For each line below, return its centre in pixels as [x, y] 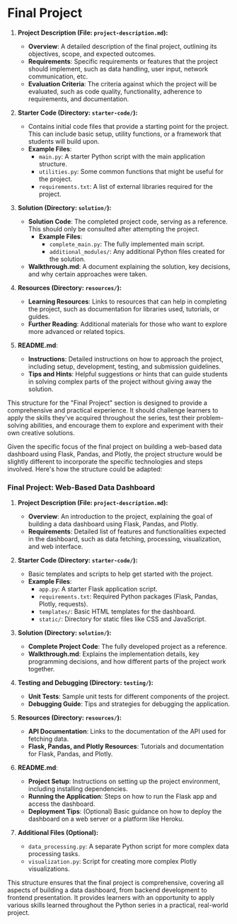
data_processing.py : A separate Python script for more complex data [128, 846]
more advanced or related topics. [76, 331]
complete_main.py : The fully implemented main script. [127, 244]
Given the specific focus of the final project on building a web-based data [115, 446]
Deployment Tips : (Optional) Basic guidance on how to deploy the [125, 812]
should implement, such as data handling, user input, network [118, 69]
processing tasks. [54, 854]
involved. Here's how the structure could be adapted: [85, 469]
